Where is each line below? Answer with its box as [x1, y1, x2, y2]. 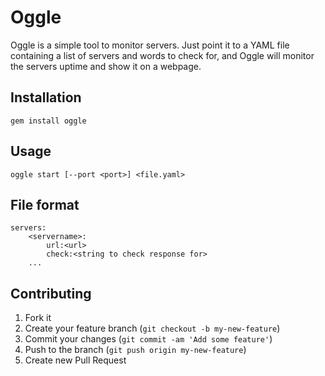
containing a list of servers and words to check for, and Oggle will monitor [10, 49, 315, 61]
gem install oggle [10, 116, 87, 126]
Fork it [24, 312, 52, 324]
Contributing [10, 285, 92, 302]
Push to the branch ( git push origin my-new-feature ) [24, 344, 247, 356]
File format [10, 196, 80, 213]
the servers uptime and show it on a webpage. [10, 60, 202, 72]
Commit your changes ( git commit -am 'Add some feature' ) [24, 333, 273, 345]
